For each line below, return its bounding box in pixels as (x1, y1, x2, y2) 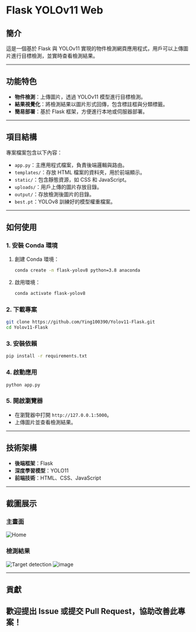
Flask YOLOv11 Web (6, 4, 103, 17)
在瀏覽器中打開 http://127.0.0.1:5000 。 (14, 411, 113, 418)
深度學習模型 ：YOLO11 (14, 467, 69, 474)
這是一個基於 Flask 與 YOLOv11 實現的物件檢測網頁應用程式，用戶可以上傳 (6, 45, 184, 52)
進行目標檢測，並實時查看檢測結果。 (10, 52, 98, 59)
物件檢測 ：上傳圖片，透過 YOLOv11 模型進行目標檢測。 (14, 93, 146, 100)
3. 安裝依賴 (6, 339, 37, 348)
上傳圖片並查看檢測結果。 (14, 419, 76, 426)
